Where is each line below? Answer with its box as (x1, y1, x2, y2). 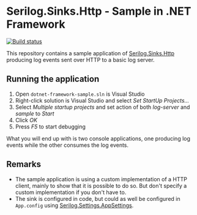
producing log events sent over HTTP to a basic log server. (6, 56, 155, 63)
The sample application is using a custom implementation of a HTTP (15, 175, 188, 182)
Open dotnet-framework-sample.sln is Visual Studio (15, 90, 145, 98)
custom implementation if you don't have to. (15, 189, 127, 196)
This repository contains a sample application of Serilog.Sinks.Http (6, 49, 174, 57)
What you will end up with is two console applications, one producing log (6, 135, 191, 142)
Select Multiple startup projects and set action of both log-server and (15, 103, 190, 111)
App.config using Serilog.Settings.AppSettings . (15, 201, 134, 209)
